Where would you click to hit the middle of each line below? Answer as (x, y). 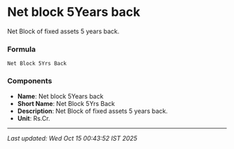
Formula (22, 49)
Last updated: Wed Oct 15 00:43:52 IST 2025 (72, 138)
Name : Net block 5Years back (60, 96)
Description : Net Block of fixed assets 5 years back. (93, 111)
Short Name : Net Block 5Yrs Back (66, 103)
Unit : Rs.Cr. (34, 118)
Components (30, 81)
